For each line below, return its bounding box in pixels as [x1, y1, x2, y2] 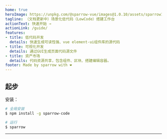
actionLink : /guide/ [5, 26, 48, 31]
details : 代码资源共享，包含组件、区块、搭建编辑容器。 [9, 58, 111, 63]
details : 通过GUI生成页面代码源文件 [9, 49, 78, 54]
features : [5, 30, 26, 35]
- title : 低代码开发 [5, 35, 44, 40]
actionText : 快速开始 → [5, 21, 51, 26]
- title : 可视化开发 [5, 44, 44, 49]
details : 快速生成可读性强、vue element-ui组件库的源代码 [9, 40, 120, 45]
